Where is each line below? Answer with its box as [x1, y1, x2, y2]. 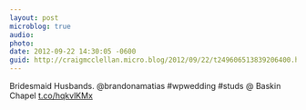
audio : [9, 30, 35, 39]
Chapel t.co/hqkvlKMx [9, 90, 94, 101]
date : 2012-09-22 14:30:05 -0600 [9, 47, 137, 56]
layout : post [9, 13, 59, 23]
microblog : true [9, 22, 71, 31]
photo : [9, 38, 35, 48]
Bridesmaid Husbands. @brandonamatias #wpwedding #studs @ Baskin [9, 81, 281, 91]
